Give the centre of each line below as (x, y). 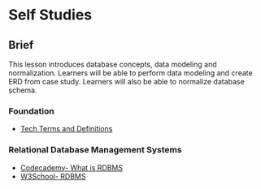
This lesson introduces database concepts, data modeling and (113, 64)
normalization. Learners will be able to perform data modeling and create (131, 73)
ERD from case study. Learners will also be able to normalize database (127, 82)
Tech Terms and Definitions (66, 129)
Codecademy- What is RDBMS (72, 167)
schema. (23, 90)
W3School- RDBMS (53, 176)
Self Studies (50, 15)
